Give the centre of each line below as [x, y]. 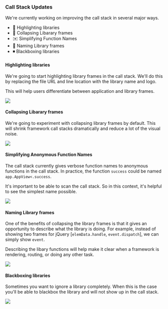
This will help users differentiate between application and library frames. [80, 91]
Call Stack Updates [29, 7]
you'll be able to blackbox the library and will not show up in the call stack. [82, 292]
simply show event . [25, 240]
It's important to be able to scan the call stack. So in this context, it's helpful [83, 186]
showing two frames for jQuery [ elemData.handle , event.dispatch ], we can [82, 234]
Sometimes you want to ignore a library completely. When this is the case [81, 286]
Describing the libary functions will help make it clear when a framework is [82, 249]
